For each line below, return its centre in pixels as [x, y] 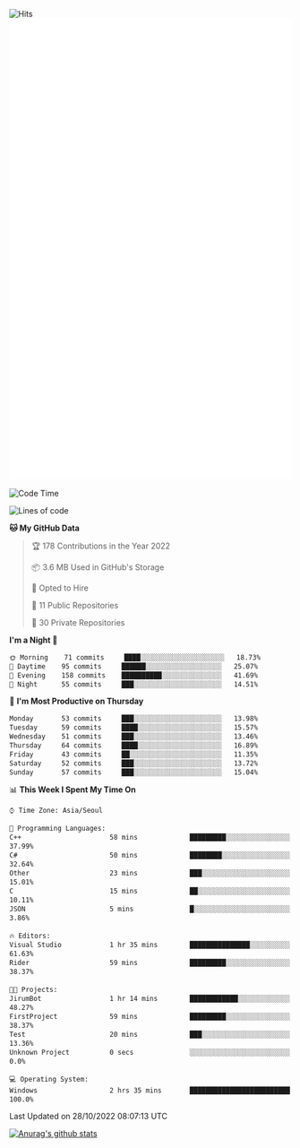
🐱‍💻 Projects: [34, 989]
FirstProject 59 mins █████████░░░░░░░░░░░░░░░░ [150, 1016]
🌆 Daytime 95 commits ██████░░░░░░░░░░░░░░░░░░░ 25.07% [133, 666]
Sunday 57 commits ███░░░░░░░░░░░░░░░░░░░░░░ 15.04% [133, 772]
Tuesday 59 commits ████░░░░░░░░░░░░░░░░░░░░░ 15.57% [133, 727]
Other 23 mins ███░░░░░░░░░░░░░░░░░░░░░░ [150, 873]
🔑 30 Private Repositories [78, 622]
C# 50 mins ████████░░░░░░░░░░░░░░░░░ [150, 855]
